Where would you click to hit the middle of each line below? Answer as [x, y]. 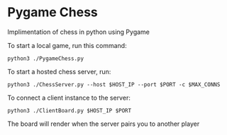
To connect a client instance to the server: [69, 98]
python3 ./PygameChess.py [45, 58]
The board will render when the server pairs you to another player [104, 124]
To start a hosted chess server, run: [59, 71]
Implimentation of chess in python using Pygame [79, 32]
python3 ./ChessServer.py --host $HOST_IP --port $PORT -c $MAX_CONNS [114, 84]
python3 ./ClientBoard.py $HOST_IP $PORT [70, 110]
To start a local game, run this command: [67, 45]
